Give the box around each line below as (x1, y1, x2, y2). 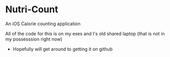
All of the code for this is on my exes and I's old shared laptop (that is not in (5, 30, 165, 36)
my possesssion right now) (5, 36, 63, 42)
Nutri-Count (5, 4, 59, 15)
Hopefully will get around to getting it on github (12, 46, 113, 52)
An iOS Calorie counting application (5, 21, 81, 27)
